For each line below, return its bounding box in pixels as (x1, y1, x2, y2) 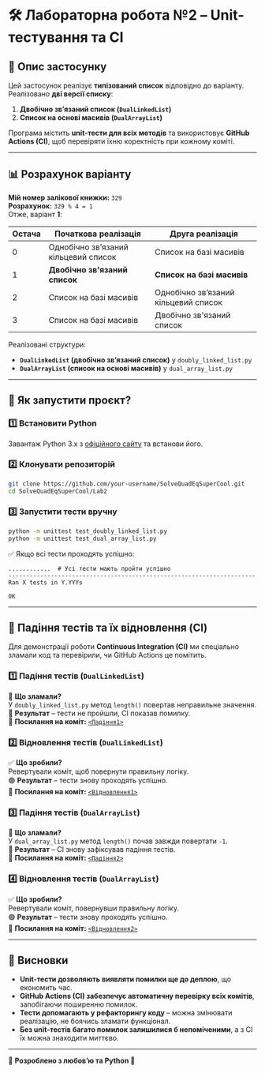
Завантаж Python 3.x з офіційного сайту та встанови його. (8, 439, 203, 448)
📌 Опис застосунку (8, 60, 107, 73)
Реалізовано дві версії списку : (8, 89, 114, 99)
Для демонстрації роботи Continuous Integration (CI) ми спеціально (8, 642, 239, 651)
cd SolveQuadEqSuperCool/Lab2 (8, 487, 108, 495)
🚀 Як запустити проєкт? (8, 394, 132, 407)
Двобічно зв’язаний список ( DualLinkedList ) (19, 104, 172, 114)
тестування (8, 28, 88, 47)
